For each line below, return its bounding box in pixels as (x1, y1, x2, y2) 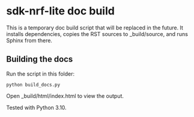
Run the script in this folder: (6, 70, 75, 77)
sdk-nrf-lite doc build (6, 4, 115, 18)
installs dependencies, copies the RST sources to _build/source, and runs (6, 30, 188, 37)
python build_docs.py (6, 82, 61, 88)
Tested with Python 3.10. (6, 104, 67, 111)
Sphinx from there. (6, 37, 53, 44)
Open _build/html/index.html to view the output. (6, 92, 124, 100)
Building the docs (6, 54, 73, 64)
